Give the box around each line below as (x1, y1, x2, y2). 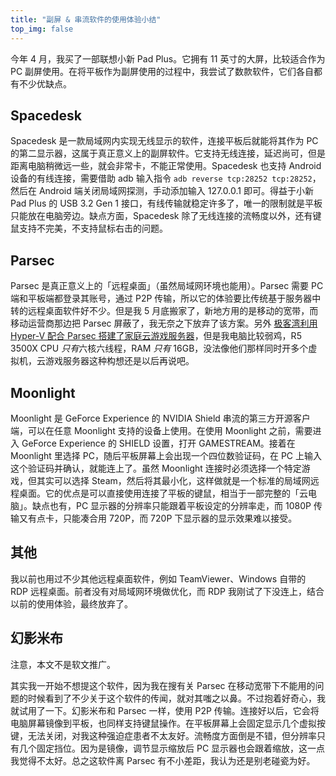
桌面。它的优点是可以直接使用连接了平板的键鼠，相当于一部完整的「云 (18, 487, 308, 499)
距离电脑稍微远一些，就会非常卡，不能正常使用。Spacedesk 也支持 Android (10, 160, 322, 172)
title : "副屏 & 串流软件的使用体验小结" (10, 14, 162, 25)
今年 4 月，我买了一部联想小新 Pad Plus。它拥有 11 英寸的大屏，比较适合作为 (10, 52, 326, 65)
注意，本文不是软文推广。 (10, 658, 116, 670)
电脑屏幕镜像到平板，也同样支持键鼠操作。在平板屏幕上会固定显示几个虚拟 (10, 717, 317, 729)
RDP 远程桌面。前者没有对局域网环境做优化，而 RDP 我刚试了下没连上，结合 (10, 585, 325, 597)
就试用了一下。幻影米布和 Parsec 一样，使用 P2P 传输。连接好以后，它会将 (10, 704, 320, 716)
